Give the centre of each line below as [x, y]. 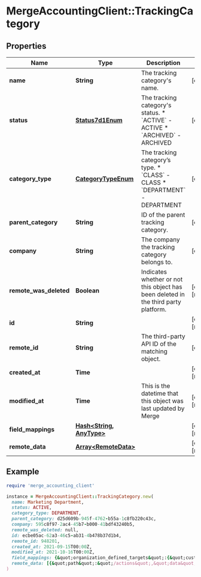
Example [23, 472]
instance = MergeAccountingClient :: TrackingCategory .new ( [80, 497]
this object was [162, 401]
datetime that [159, 393]
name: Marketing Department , [48, 502]
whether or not [162, 279]
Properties [26, 46]
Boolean [88, 291]
